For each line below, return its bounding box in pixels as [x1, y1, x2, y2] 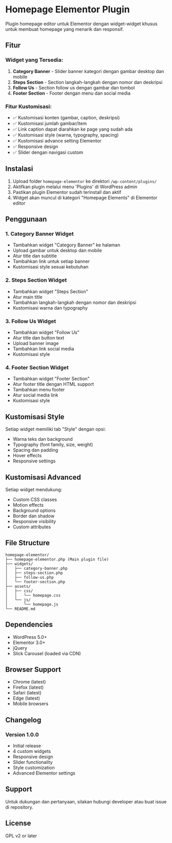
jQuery [12, 644, 27, 651]
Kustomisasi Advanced [5, 473, 81, 481]
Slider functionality [12, 759, 53, 765]
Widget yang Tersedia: [5, 57, 63, 64]
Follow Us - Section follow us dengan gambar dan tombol [12, 84, 135, 91]
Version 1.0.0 [5, 731, 39, 738]
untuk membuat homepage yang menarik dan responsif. [5, 26, 124, 32]
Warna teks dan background [12, 436, 73, 442]
